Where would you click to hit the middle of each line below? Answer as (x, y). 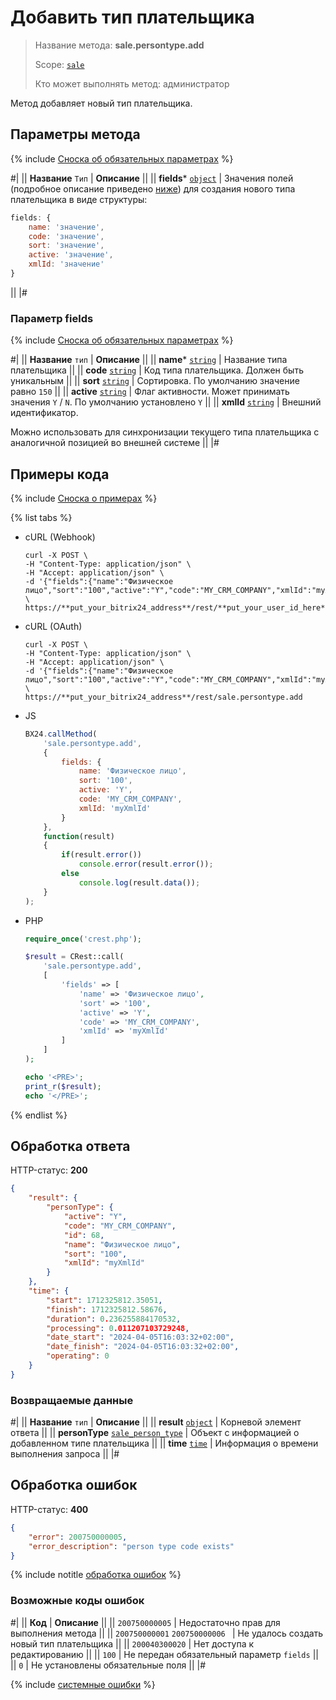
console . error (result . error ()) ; (146, 864)
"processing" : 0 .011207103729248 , (118, 1328)
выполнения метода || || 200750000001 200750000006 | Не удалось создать (167, 1633)
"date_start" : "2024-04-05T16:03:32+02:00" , (140, 1337)
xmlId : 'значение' (66, 264)
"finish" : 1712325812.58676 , (107, 1309)
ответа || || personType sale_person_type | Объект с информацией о (155, 1433)
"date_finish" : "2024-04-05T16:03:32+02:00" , (143, 1347)
